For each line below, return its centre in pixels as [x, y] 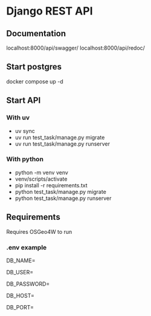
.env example [27, 247]
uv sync [25, 131]
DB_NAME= [21, 260]
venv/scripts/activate [41, 179]
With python [25, 160]
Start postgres [34, 67]
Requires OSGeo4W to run [39, 231]
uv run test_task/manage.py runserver [63, 144]
